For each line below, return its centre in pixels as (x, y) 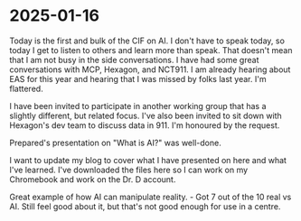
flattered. (26, 88)
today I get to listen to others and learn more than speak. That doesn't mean (151, 50)
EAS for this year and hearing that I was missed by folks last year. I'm (138, 78)
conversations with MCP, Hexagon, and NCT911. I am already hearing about (150, 69)
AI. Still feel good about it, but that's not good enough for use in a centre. (145, 206)
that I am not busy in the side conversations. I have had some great (134, 60)
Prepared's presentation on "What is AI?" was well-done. (115, 143)
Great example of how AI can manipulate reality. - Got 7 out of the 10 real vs (150, 197)
